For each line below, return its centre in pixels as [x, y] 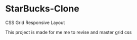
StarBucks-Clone [42, 9]
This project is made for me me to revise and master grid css [68, 32]
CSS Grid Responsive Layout [35, 22]
